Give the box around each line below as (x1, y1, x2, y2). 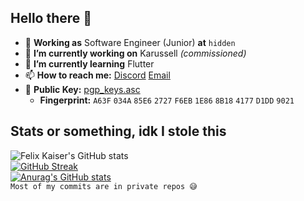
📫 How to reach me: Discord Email (24, 69, 171, 81)
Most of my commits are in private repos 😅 (10, 181, 198, 191)
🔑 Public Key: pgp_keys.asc (24, 83, 141, 95)
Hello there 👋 (10, 10, 93, 27)
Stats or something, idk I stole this (10, 123, 227, 140)
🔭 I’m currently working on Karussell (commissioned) (24, 47, 247, 59)
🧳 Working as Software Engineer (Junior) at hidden (24, 36, 236, 48)
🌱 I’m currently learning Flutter (24, 57, 155, 70)
